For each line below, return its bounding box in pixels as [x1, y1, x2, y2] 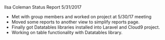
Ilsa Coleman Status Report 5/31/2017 [4, 4, 82, 10]
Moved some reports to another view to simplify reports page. [11, 19, 140, 25]
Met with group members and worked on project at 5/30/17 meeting [11, 14, 152, 19]
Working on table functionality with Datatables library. [11, 30, 123, 35]
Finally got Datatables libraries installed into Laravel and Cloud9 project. [11, 24, 160, 30]
